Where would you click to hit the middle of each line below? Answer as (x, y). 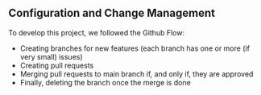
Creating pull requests (57, 65)
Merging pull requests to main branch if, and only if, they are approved (137, 74)
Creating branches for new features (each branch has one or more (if (135, 48)
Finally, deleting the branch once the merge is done (105, 82)
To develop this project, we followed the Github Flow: (97, 32)
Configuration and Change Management (112, 13)
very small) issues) (51, 56)
